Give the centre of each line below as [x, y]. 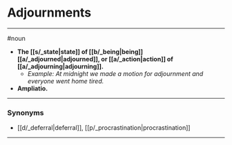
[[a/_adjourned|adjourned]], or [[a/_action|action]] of [95, 59]
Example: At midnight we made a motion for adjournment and [115, 73]
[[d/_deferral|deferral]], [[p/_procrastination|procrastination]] [104, 128]
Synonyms [26, 113]
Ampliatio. [32, 88]
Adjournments [49, 13]
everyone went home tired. [66, 81]
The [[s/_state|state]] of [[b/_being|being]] [80, 51]
